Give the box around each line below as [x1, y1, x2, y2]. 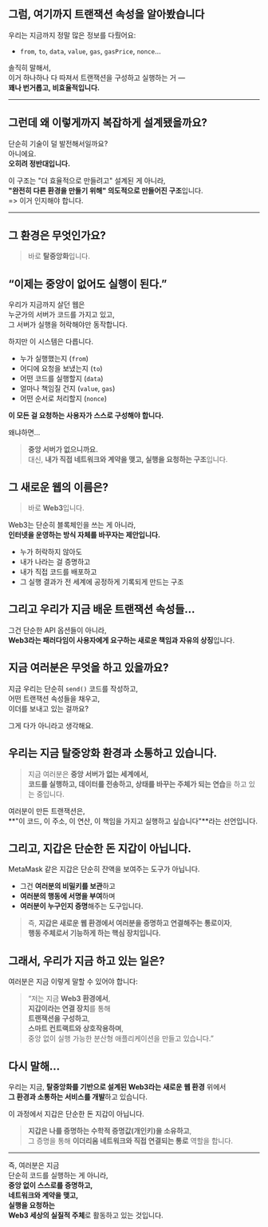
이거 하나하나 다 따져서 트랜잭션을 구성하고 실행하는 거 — [8, 73, 186, 82]
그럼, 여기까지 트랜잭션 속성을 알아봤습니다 [8, 7, 205, 22]
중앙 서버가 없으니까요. [27, 444, 98, 454]
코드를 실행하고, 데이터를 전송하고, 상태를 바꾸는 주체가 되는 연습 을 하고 [27, 779, 247, 789]
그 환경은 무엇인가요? [8, 229, 106, 242]
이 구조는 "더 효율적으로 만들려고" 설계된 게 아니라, [8, 175, 166, 185]
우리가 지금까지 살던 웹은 [8, 300, 85, 309]
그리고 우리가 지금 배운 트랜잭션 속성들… [8, 603, 195, 616]
